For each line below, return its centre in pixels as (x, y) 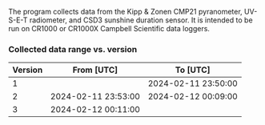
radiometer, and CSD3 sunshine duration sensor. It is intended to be (141, 20)
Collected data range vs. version (73, 49)
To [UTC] (193, 70)
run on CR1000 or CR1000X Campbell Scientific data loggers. (109, 28)
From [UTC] (95, 70)
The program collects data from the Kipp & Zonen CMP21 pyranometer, (125, 12)
